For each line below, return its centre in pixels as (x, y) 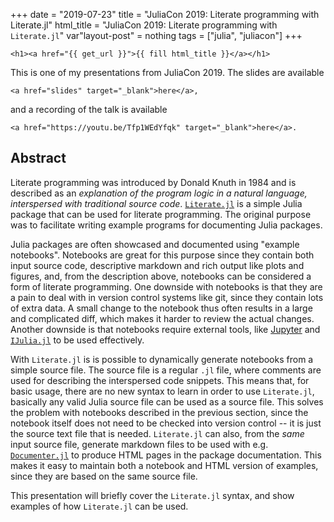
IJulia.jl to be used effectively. (77, 340)
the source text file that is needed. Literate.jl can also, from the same (157, 433)
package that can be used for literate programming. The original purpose (161, 214)
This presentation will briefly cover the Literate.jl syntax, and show (152, 495)
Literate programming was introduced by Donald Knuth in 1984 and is (153, 182)
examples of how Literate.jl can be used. (99, 506)
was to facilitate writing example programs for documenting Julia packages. (166, 225)
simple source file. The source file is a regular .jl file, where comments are (166, 370)
